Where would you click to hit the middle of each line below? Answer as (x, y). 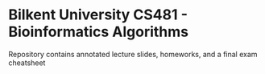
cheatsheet (27, 63)
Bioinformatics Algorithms (99, 32)
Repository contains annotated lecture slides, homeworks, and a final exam (133, 54)
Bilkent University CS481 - (98, 15)
